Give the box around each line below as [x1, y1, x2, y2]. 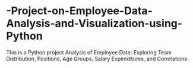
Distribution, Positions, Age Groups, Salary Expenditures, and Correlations [6, 55, 188, 62]
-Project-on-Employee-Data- [6, 4, 153, 18]
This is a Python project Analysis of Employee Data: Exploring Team [6, 48, 172, 56]
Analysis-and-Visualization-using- [6, 17, 183, 30]
